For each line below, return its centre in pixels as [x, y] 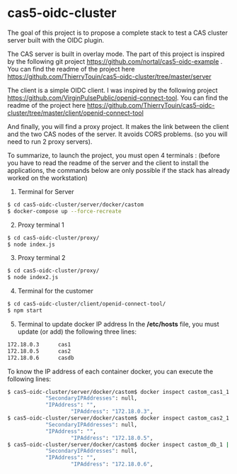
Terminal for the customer [56, 291]
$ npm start [25, 311]
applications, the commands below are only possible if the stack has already [118, 170]
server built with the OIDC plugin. [56, 40]
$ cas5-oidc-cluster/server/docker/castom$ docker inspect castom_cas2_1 [118, 418]
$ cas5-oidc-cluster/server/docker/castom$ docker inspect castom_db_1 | [118, 444]
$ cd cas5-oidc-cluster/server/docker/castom [75, 204]
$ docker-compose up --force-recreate [64, 211]
